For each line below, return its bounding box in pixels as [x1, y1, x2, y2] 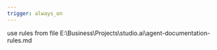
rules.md [7, 36, 32, 45]
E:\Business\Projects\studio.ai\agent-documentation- [60, 29, 211, 37]
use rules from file [7, 29, 59, 37]
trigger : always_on [7, 10, 63, 17]
